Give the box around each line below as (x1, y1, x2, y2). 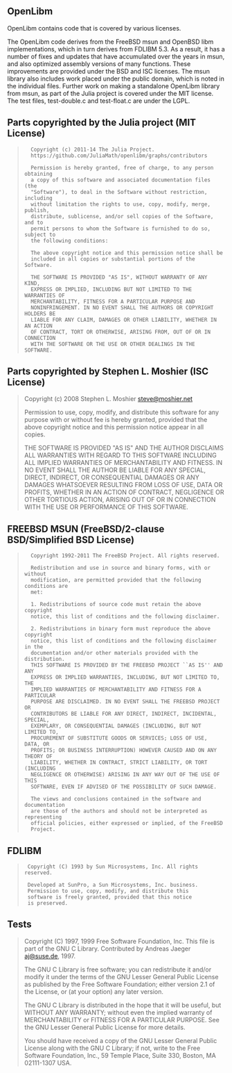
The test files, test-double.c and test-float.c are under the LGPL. (7, 97, 190, 105)
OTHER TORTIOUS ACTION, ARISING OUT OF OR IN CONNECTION (24, 495, 216, 504)
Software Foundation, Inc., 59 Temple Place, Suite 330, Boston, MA (24, 1051, 216, 1059)
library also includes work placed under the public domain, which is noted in (7, 74, 225, 83)
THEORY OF (24, 753, 53, 760)
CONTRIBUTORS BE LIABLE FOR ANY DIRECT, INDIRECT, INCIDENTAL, (30, 710, 217, 718)
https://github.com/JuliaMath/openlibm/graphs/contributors (30, 152, 208, 159)
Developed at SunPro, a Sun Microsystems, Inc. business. (27, 882, 199, 889)
